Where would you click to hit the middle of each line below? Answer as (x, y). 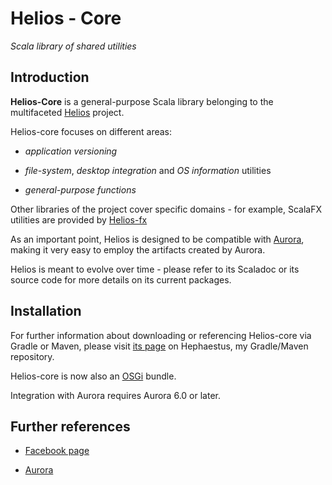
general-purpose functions (80, 189)
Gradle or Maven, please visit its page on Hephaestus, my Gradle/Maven (159, 346)
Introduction (50, 77)
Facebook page (57, 451)
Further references (70, 426)
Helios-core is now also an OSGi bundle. (93, 376)
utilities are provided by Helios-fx (79, 219)
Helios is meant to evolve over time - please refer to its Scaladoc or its (155, 269)
